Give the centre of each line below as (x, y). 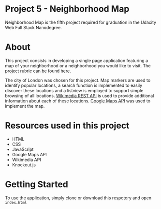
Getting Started (37, 184)
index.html (16, 202)
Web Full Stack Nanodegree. (33, 27)
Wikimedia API (26, 160)
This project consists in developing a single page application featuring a (77, 60)
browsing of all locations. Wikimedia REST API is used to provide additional (80, 96)
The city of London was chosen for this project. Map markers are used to (78, 80)
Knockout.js (24, 165)
